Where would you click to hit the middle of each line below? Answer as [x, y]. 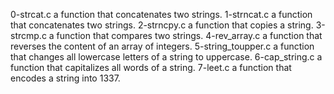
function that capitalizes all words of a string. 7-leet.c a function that [151, 67]
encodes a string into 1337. [65, 78]
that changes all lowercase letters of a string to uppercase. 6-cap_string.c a [166, 57]
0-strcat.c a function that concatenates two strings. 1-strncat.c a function [161, 14]
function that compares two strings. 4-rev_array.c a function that [189, 35]
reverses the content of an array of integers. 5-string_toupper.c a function [162, 46]
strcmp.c [28, 35]
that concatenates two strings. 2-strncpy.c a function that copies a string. [162, 25]
